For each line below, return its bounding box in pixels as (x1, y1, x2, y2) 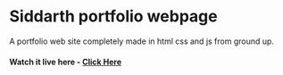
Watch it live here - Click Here (9, 56, 122, 67)
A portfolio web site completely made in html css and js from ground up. (9, 36, 275, 46)
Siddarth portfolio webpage (9, 6, 218, 27)
